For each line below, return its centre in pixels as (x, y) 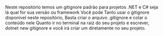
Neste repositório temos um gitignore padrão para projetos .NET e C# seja (82, 7)
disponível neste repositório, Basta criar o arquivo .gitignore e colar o (76, 18)
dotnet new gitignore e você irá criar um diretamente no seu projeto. (75, 28)
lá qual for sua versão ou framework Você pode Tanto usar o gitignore (77, 12)
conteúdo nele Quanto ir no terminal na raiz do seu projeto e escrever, (77, 23)
